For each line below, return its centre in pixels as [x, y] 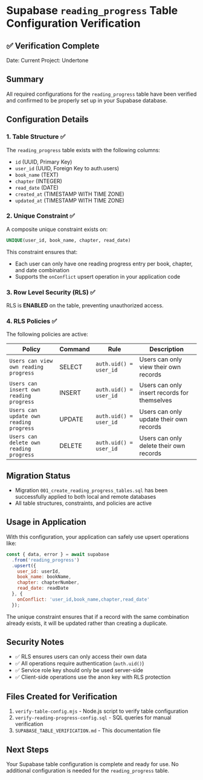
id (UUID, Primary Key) [43, 162]
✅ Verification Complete [53, 46]
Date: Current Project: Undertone [47, 60]
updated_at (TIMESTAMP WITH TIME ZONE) [70, 200]
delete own [25, 443]
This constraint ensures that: [42, 252]
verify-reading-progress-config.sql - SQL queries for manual [93, 718]
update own [25, 416]
